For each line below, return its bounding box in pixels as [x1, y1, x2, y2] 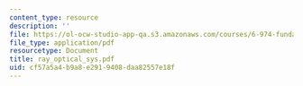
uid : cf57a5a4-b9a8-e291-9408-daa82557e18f [9, 64, 176, 73]
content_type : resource [9, 13, 99, 22]
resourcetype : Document [9, 47, 99, 56]
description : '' [9, 21, 70, 30]
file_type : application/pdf [9, 38, 115, 47]
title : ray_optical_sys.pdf [9, 55, 115, 64]
